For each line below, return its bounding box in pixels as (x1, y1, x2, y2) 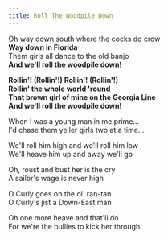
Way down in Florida (8, 42, 78, 52)
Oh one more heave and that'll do (8, 212, 119, 222)
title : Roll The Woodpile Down (8, 11, 113, 20)
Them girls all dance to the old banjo (8, 51, 129, 60)
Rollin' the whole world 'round (8, 84, 111, 93)
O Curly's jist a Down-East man (8, 197, 112, 207)
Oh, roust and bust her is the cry (8, 164, 116, 174)
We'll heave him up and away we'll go (8, 149, 133, 159)
